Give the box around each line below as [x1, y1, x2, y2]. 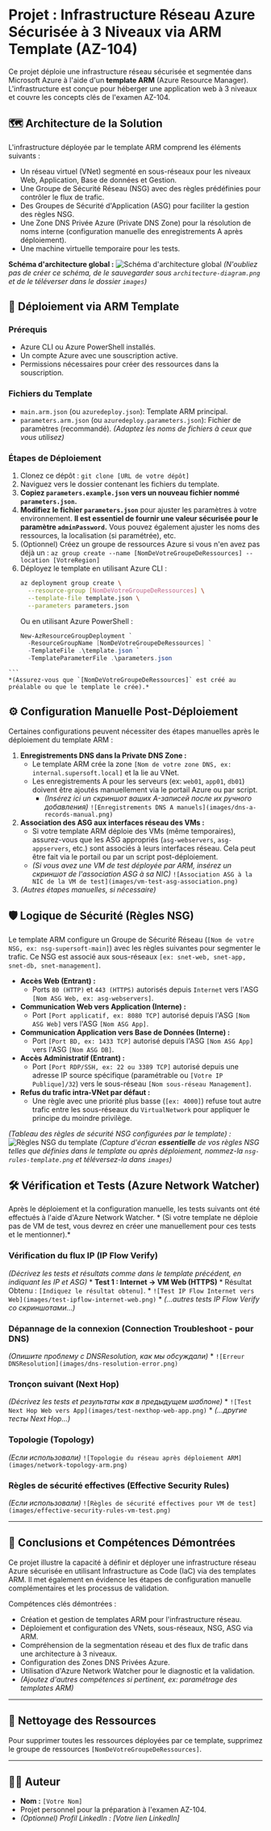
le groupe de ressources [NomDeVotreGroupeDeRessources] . [8, 1744, 202, 1754]
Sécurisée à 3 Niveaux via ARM [8, 23, 222, 41]
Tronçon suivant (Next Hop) [8, 1378, 119, 1390]
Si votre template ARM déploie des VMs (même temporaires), [31, 826, 236, 836]
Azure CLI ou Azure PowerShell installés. [19, 342, 156, 352]
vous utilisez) [19, 432, 65, 441]
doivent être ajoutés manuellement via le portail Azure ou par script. [31, 784, 258, 794]
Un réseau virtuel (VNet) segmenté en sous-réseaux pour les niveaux [19, 166, 252, 176]
